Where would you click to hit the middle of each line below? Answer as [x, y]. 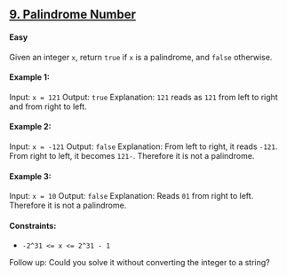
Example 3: [30, 176]
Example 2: [30, 127]
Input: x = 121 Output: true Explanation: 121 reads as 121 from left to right [143, 97]
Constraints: [33, 225]
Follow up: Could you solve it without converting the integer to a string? [140, 263]
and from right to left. [48, 106]
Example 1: [30, 77]
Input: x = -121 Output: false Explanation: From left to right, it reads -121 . [143, 146]
